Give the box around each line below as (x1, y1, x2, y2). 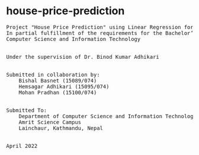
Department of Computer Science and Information (18, 113, 163, 119)
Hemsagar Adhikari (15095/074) (18, 83, 110, 90)
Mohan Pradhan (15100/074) (18, 89, 97, 96)
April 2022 (6, 143, 38, 149)
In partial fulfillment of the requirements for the (6, 30, 163, 36)
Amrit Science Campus (18, 119, 82, 125)
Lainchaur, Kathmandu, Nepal (18, 125, 104, 131)
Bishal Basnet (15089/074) (18, 77, 97, 84)
